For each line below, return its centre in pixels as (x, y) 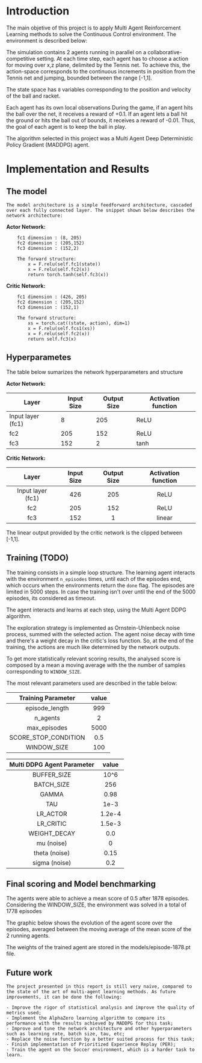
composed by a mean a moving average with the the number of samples (96, 665)
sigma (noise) (52, 863)
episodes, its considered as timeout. (51, 598)
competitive (21, 58)
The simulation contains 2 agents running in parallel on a (76, 52)
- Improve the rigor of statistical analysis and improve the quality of (101, 1008)
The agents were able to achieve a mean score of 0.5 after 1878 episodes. (98, 899)
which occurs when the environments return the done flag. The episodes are (100, 585)
